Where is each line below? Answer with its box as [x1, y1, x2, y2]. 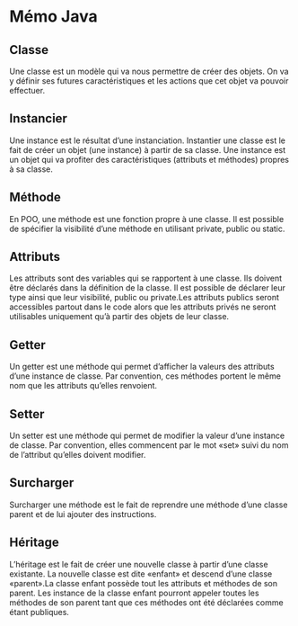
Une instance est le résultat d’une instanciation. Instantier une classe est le [9, 135, 285, 146]
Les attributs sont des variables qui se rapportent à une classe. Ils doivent [9, 273, 283, 284]
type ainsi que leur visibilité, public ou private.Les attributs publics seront [9, 292, 280, 303]
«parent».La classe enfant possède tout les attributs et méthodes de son [9, 577, 278, 588]
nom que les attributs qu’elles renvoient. [9, 380, 158, 391]
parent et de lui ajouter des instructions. [9, 508, 157, 519]
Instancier [9, 111, 67, 127]
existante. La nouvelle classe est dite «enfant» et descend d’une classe [9, 568, 273, 579]
